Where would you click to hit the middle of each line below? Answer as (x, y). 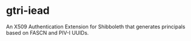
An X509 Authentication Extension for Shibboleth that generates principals (96, 27)
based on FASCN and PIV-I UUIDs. (48, 32)
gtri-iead (28, 11)
